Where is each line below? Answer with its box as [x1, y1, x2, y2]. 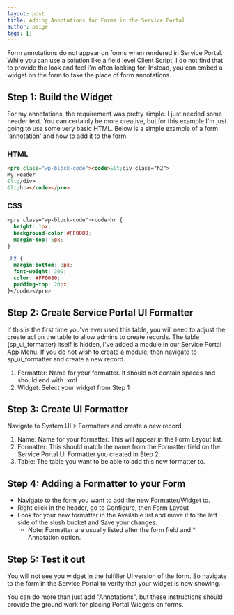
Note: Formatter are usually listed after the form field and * [27, 526, 196, 534]
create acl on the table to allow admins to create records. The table [7, 332, 200, 341]
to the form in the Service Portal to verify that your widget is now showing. [7, 579, 221, 588]
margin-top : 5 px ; [13, 236, 64, 243]
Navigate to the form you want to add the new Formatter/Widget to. [17, 496, 211, 505]
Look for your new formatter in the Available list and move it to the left [17, 511, 218, 520]
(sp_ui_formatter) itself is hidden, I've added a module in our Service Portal [7, 340, 221, 348]
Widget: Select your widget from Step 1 [17, 383, 130, 391]
